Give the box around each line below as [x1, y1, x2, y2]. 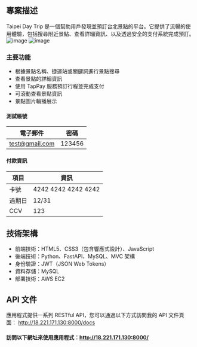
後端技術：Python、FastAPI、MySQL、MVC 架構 [14, 253, 136, 260]
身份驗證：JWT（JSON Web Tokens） [14, 260, 110, 267]
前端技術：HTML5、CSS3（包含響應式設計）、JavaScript [14, 245, 155, 252]
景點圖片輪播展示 [14, 98, 57, 105]
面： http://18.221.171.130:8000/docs [6, 319, 96, 326]
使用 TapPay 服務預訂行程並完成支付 [14, 83, 104, 90]
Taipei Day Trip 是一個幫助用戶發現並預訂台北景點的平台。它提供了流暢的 [6, 23, 186, 30]
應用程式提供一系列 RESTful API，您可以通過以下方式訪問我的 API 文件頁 [6, 312, 184, 319]
